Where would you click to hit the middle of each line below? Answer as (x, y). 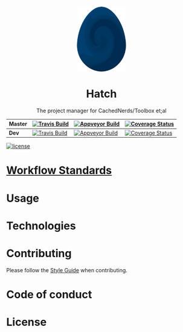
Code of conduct (49, 294)
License (27, 322)
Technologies (41, 225)
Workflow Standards (59, 171)
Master (18, 124)
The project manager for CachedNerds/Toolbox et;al (101, 110)
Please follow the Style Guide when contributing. (67, 270)
